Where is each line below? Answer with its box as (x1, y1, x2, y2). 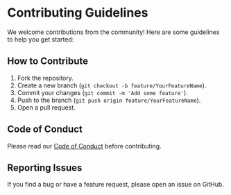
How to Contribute (7, 56, 89, 67)
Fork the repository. (17, 74, 74, 82)
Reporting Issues (7, 162, 83, 173)
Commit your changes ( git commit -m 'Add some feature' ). (17, 88, 189, 96)
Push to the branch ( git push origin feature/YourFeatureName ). (17, 96, 201, 104)
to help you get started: (7, 35, 74, 43)
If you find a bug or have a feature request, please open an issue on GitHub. (7, 180, 224, 189)
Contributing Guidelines (7, 5, 148, 21)
